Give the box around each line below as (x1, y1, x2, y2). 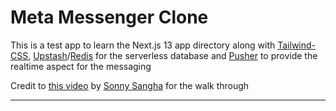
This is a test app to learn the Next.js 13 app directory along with (10, 39, 276, 51)
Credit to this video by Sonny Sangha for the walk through (10, 79, 250, 91)
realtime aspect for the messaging (10, 60, 152, 72)
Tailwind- (277, 39, 317, 51)
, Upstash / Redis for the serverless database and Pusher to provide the (28, 49, 318, 61)
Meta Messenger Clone (10, 6, 209, 29)
